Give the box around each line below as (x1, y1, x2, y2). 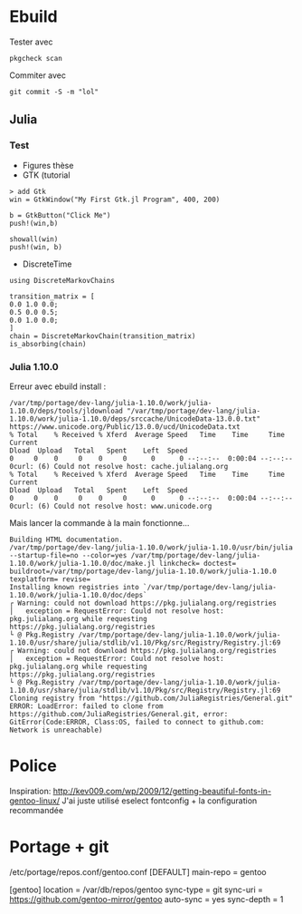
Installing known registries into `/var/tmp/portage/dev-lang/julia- (9, 582, 278, 591)
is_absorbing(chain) (9, 339, 88, 348)
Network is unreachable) (9, 725, 103, 734)
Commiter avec (9, 70, 66, 81)
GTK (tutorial (22, 170, 71, 180)
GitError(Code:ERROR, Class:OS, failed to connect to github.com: (9, 717, 265, 726)
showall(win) (9, 234, 59, 244)
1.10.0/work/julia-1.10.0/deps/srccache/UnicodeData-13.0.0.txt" (9, 414, 260, 423)
